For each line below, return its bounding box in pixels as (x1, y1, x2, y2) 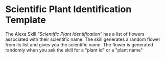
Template (5, 14, 46, 26)
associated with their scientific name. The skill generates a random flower (5, 36, 161, 42)
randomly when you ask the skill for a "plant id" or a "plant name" (5, 47, 143, 53)
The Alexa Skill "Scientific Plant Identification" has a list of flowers (5, 31, 145, 37)
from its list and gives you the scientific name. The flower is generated (5, 41, 153, 47)
